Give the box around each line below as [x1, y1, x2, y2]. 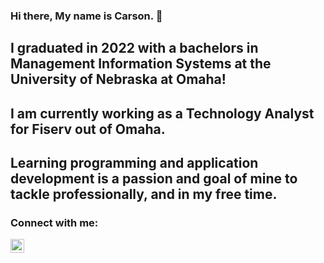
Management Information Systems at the [10, 55, 272, 73]
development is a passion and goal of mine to [10, 170, 298, 188]
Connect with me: [10, 216, 99, 230]
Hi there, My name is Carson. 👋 [10, 9, 163, 23]
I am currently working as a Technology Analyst [10, 105, 315, 122]
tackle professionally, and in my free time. [10, 186, 278, 203]
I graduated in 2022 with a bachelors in [10, 40, 259, 57]
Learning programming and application [10, 155, 259, 172]
